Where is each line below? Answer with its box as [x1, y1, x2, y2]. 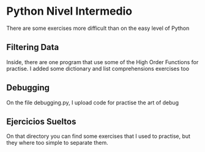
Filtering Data [6, 42, 59, 52]
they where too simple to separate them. [6, 139, 108, 147]
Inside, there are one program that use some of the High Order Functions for [6, 58, 199, 65]
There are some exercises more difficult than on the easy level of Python [6, 24, 190, 32]
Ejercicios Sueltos [6, 116, 76, 126]
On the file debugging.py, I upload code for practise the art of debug [6, 99, 179, 106]
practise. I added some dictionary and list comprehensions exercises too [6, 65, 190, 72]
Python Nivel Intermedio [6, 4, 133, 18]
